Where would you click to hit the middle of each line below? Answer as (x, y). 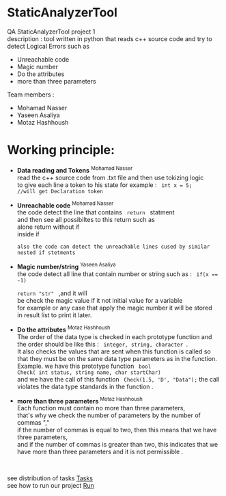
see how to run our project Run (51, 486)
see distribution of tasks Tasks (50, 478)
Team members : (31, 95)
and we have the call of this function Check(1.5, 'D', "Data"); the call (118, 379)
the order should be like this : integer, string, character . (102, 344)
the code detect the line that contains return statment (96, 212)
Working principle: (61, 150)
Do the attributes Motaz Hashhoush (63, 329)
